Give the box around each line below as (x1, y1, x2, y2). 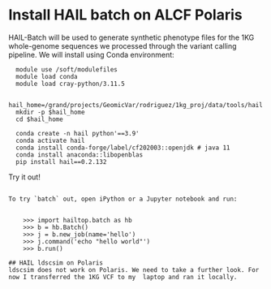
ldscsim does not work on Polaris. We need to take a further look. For (8, 265, 260, 274)
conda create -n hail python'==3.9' (15, 129, 140, 137)
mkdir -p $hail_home (15, 108, 85, 116)
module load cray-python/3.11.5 (15, 80, 126, 88)
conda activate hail (15, 136, 85, 144)
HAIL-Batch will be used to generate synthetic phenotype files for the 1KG (8, 32, 255, 42)
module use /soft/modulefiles (15, 65, 118, 74)
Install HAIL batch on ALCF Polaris (8, 6, 243, 24)
